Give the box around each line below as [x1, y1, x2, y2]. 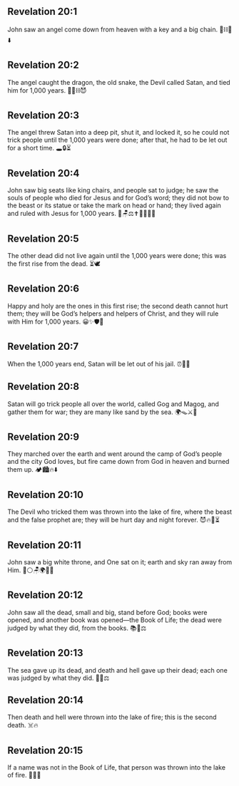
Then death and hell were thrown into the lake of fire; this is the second [7, 713, 217, 722]
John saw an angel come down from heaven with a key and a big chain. [7, 25, 218, 33]
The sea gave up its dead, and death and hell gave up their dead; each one [7, 666, 228, 674]
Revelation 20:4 [7, 167, 80, 179]
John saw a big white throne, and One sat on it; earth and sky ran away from [7, 557, 233, 566]
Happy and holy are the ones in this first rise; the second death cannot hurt [7, 301, 228, 310]
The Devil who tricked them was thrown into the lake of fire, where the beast [7, 507, 233, 516]
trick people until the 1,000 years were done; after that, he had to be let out [7, 135, 228, 145]
